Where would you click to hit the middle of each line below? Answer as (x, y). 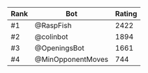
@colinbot (51, 36)
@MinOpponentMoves (72, 59)
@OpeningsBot (60, 48)
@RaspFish (53, 25)
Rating (126, 14)
